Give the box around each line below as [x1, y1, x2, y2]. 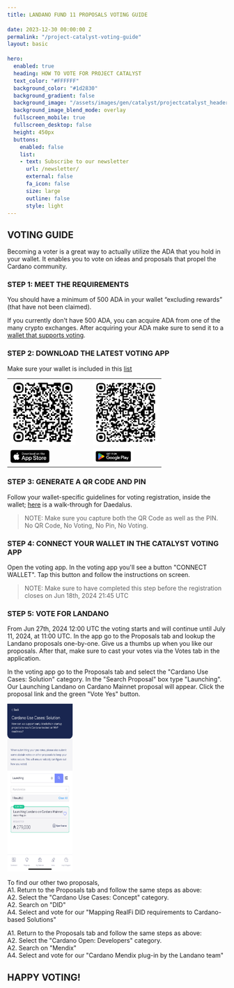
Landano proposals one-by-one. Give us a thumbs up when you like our [7, 640, 213, 648]
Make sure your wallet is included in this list [7, 364, 132, 373]
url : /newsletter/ [25, 166, 79, 173]
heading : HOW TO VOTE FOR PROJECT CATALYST [13, 70, 141, 77]
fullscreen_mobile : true [13, 114, 86, 121]
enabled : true [13, 63, 54, 70]
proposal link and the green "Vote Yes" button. [7, 690, 141, 698]
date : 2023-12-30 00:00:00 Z [7, 26, 92, 33]
